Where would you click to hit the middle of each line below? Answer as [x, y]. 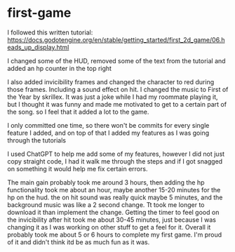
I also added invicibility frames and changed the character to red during [111, 81]
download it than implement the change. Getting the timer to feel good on [113, 212]
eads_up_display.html [38, 47]
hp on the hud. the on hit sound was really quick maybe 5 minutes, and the [115, 197]
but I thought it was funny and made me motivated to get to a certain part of [117, 104]
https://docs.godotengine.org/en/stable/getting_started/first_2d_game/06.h [116, 39]
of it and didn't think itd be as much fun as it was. [79, 242]
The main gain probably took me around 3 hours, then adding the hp [106, 182]
